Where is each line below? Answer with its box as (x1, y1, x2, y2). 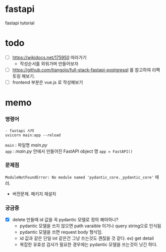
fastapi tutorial (5, 20, 35, 26)
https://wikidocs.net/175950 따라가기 (12, 54, 87, 60)
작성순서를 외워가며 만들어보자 (19, 61, 78, 67)
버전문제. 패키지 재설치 (12, 190, 56, 197)
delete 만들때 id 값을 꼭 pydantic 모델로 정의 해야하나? (12, 217, 119, 223)
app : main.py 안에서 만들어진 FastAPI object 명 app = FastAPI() (5, 148, 133, 154)
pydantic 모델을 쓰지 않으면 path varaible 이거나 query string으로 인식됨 (19, 223, 162, 229)
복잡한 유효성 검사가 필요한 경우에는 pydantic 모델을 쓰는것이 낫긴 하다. (19, 242, 158, 248)
